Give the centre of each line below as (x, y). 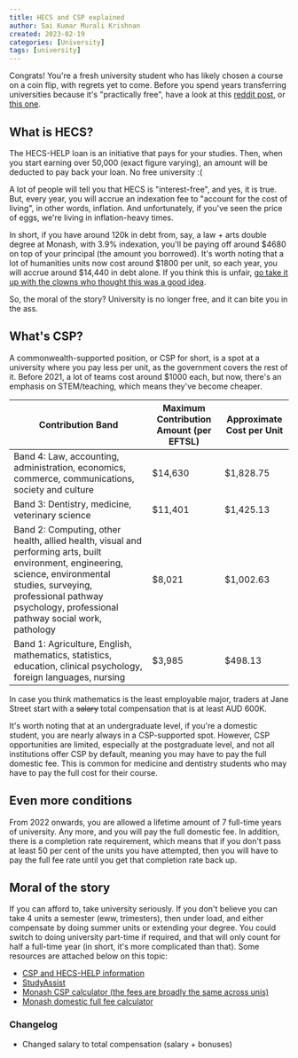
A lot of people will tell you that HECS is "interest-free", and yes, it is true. (143, 189)
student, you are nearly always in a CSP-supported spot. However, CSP (140, 735)
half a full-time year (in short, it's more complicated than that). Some (134, 947)
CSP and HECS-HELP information (83, 974)
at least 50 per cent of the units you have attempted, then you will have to (144, 850)
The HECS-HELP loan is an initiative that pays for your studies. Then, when (146, 153)
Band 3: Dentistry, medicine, (73, 504)
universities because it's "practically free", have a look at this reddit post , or (147, 95)
